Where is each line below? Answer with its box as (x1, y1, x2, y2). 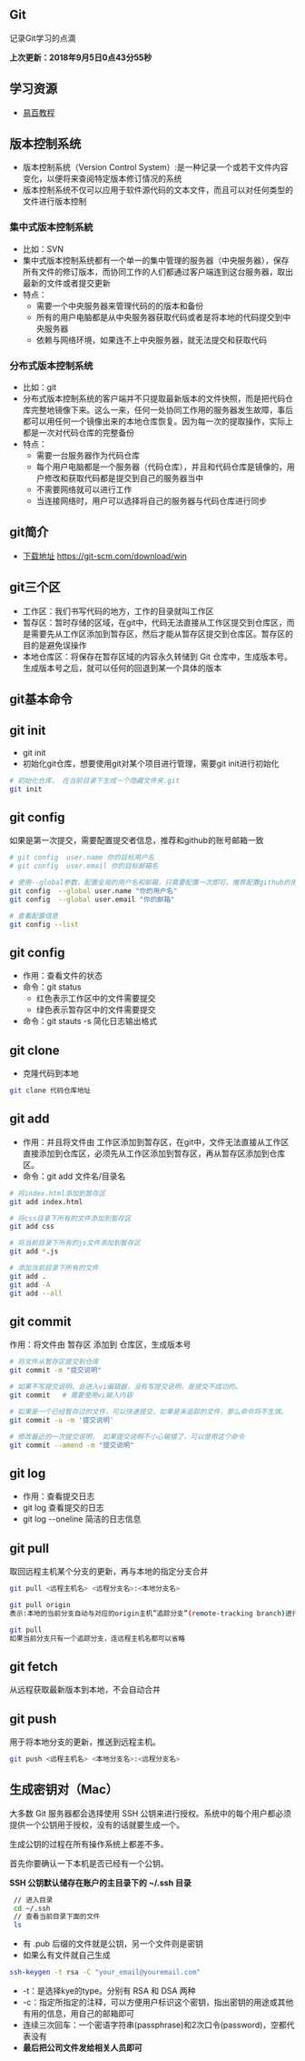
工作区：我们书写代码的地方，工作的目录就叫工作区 (22, 605, 214, 617)
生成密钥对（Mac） (9, 1782, 119, 1797)
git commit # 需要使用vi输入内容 (9, 1391, 133, 1400)
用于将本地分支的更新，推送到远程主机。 (9, 1736, 161, 1747)
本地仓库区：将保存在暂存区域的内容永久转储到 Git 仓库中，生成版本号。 (22, 650, 293, 662)
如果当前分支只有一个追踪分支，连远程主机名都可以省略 (9, 1634, 186, 1643)
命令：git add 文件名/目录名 (22, 1171, 126, 1181)
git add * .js (9, 1247, 59, 1256)
